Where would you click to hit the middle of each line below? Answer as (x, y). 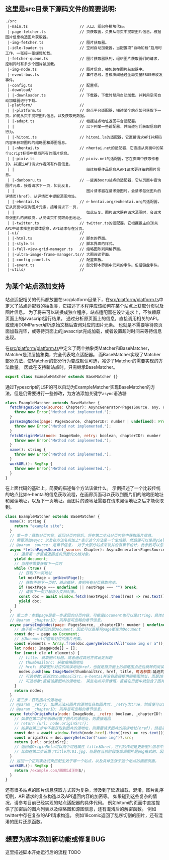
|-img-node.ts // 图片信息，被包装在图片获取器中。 (77, 69)
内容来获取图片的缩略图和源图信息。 (37, 142)
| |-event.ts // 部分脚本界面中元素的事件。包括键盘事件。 (84, 265)
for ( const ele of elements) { (47, 653)
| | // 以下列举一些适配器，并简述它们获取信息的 (84, 126)
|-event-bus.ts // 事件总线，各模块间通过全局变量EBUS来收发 (85, 75)
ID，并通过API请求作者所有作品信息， (39, 164)
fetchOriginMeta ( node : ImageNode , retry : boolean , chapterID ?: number (85, 436)
